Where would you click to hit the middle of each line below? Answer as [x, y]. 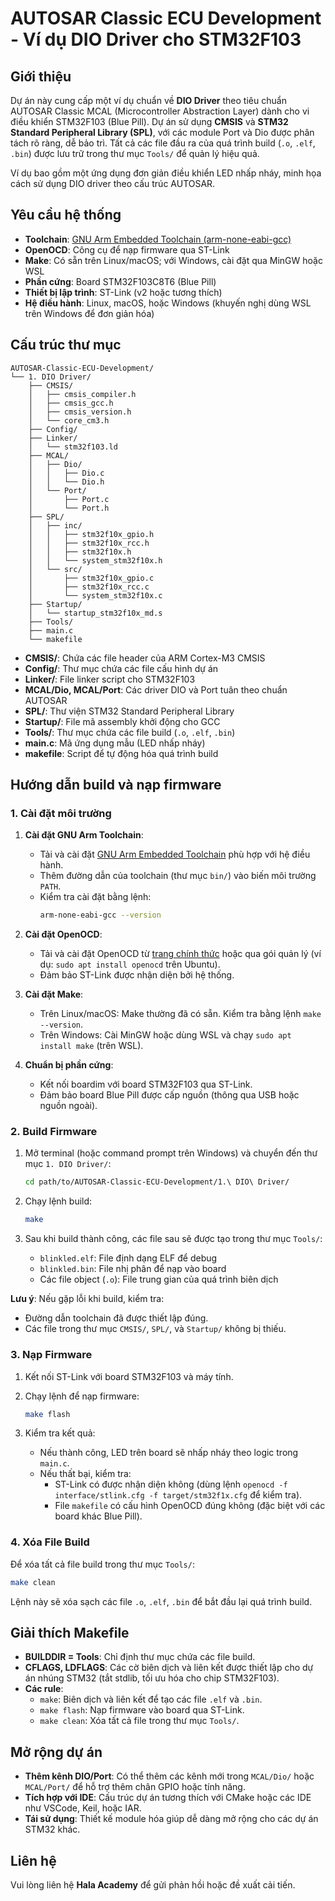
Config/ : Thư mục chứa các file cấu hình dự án [121, 668]
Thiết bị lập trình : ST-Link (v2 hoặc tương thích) [123, 292]
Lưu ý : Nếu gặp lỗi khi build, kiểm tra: [87, 1299]
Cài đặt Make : [54, 994]
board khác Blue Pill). [98, 1516]
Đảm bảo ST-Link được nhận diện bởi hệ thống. [137, 975]
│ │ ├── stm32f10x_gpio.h [91, 534]
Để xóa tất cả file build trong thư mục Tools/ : [102, 1564]
